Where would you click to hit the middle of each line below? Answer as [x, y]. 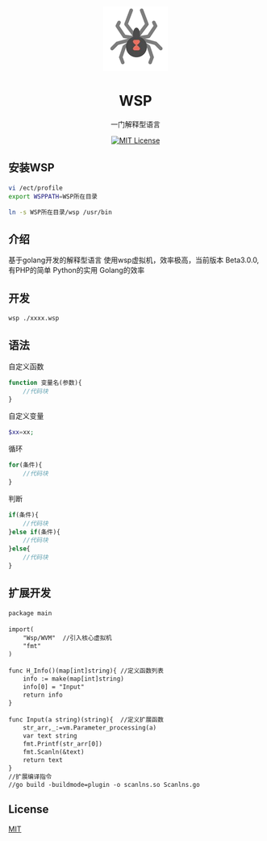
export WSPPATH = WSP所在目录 [53, 196]
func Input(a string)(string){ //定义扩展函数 [86, 720]
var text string [50, 736]
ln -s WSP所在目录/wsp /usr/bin [60, 212]
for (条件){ [25, 465]
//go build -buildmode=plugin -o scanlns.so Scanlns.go [104, 785]
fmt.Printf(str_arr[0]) [63, 744]
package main [30, 613]
